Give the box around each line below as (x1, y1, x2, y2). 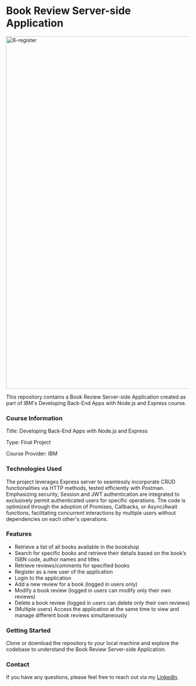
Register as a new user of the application (14, 568, 113, 575)
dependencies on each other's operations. (6, 515, 108, 522)
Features (6, 530, 32, 538)
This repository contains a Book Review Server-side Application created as (6, 393, 186, 400)
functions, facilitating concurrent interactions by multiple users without (6, 509, 176, 516)
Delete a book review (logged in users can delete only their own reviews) (14, 599, 190, 606)
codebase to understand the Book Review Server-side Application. (6, 646, 166, 653)
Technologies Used (6, 465, 62, 473)
